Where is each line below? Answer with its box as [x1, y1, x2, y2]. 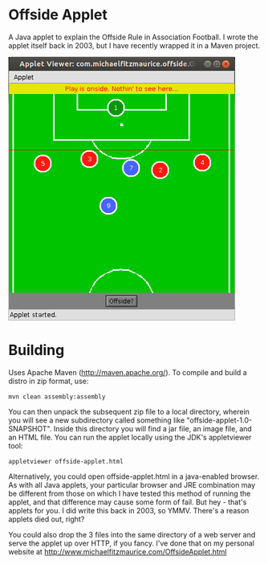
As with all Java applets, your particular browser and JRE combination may [8, 480, 256, 489]
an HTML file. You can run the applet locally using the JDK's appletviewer [8, 432, 252, 442]
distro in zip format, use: [8, 376, 89, 386]
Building [8, 341, 65, 359]
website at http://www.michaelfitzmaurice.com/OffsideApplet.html [8, 546, 227, 556]
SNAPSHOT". [8, 423, 52, 433]
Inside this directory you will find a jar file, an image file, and [53, 423, 253, 433]
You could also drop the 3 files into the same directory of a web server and [8, 529, 256, 539]
